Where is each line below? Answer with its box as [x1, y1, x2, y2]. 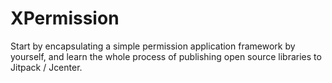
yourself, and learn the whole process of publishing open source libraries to [10, 50, 322, 62]
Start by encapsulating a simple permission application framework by [10, 40, 296, 52]
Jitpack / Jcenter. [10, 61, 83, 73]
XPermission [10, 7, 120, 30]
